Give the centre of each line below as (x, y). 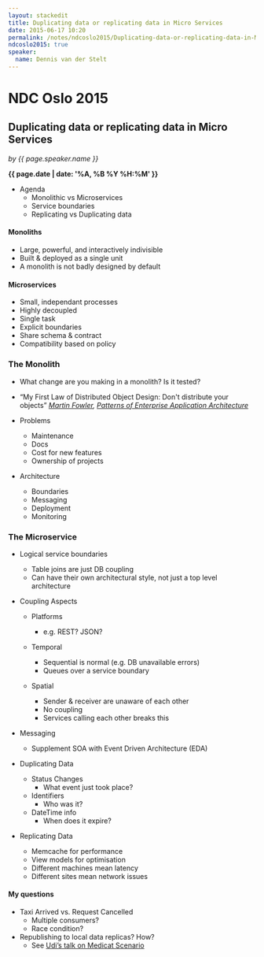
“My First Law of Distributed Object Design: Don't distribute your (124, 397)
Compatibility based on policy (68, 344)
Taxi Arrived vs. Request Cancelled (76, 912)
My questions (31, 894)
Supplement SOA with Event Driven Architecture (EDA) (119, 748)
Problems (35, 420)
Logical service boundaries (64, 554)
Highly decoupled (48, 310)
